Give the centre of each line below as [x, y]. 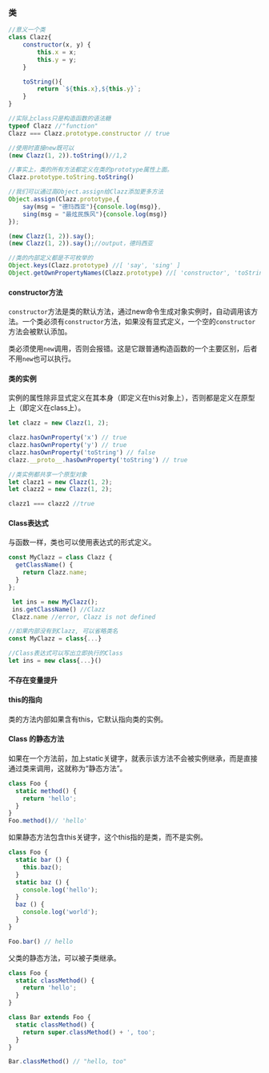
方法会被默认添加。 [40, 331]
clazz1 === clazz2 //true [51, 504]
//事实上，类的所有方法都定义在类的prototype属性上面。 [91, 170]
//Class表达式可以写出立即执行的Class [66, 653]
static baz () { [42, 882]
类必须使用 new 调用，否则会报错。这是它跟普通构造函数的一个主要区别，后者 [133, 349]
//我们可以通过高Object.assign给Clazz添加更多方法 [86, 192]
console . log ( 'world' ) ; [60, 912]
